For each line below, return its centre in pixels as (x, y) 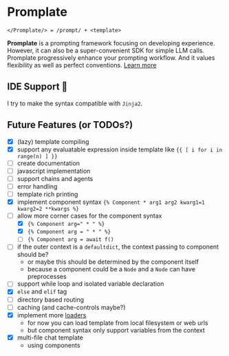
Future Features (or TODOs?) (70, 125)
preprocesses (47, 277)
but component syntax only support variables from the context (116, 330)
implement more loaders (52, 315)
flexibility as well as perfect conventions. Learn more (82, 65)
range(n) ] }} (37, 156)
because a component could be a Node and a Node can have (111, 269)
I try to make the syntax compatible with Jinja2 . (75, 103)
